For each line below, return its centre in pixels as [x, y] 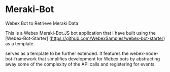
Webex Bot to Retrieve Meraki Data [42, 23]
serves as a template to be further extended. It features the [67, 53]
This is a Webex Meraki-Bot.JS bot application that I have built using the [80, 33]
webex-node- [144, 53]
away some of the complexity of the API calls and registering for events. [80, 64]
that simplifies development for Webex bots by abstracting [99, 58]
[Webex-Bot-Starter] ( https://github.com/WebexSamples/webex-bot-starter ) [85, 38]
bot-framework [21, 58]
